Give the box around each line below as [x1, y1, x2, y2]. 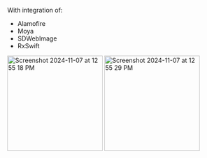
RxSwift [17, 42, 40, 50]
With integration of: [7, 6, 63, 14]
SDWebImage [17, 34, 57, 43]
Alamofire [17, 20, 46, 27]
